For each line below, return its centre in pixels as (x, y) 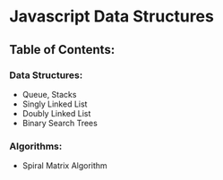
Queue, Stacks (49, 94)
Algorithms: (36, 146)
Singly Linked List (55, 104)
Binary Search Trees (60, 123)
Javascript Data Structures (112, 17)
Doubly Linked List (56, 113)
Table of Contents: (62, 50)
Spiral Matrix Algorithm (64, 166)
